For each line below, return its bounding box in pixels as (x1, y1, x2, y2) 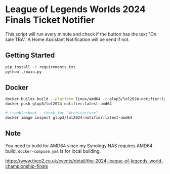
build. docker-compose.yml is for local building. (5, 148, 101, 154)
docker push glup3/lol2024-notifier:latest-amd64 (5, 101, 112, 107)
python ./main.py (5, 69, 42, 74)
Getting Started (5, 51, 55, 60)
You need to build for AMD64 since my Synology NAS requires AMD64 (5, 143, 153, 149)
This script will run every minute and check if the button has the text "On (5, 31, 157, 37)
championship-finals (5, 163, 48, 169)
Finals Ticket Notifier (5, 14, 95, 26)
